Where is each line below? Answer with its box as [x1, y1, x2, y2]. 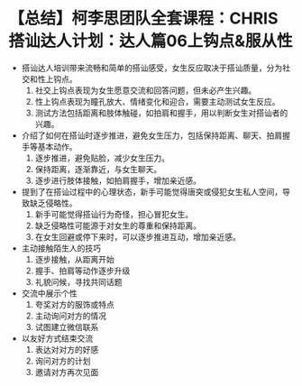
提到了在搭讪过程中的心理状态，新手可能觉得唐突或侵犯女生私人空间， [21, 186, 283, 197]
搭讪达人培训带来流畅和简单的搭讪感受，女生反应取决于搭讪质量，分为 [21, 62, 283, 73]
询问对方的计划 [34, 355, 91, 366]
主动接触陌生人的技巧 [21, 243, 101, 253]
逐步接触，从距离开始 [34, 253, 114, 264]
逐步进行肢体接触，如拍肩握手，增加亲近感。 [34, 175, 202, 186]
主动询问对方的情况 [34, 310, 107, 321]
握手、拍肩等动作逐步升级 [34, 265, 131, 276]
